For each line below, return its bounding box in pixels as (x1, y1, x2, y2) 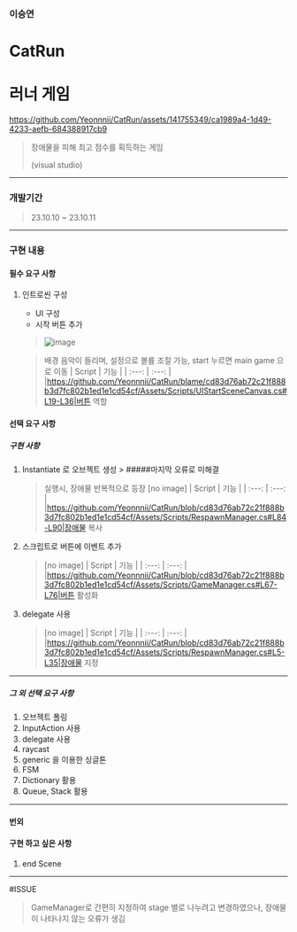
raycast (21, 744, 50, 754)
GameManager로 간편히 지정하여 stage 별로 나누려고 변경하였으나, (30, 902, 263, 913)
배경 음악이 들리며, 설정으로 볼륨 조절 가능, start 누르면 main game (43, 355, 276, 366)
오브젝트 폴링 (21, 711, 68, 722)
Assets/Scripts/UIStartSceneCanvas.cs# (140, 385, 287, 396)
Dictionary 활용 (21, 775, 77, 785)
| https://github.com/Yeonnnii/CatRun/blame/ (43, 377, 206, 387)
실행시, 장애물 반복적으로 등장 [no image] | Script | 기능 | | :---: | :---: (43, 483, 286, 493)
